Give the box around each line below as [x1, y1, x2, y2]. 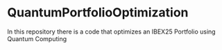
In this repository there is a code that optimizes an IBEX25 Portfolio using [7, 27, 216, 36]
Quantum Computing [7, 34, 67, 42]
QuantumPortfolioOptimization [7, 5, 189, 21]
